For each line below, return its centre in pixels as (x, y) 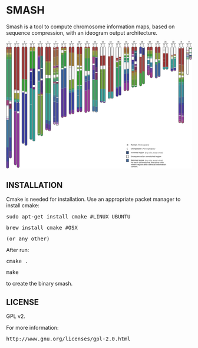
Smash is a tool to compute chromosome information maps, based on (90, 26)
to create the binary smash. (39, 284)
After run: (18, 250)
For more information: (32, 328)
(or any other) (28, 239)
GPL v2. (16, 316)
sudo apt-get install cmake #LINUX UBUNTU (68, 217)
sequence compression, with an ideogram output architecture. (82, 32)
